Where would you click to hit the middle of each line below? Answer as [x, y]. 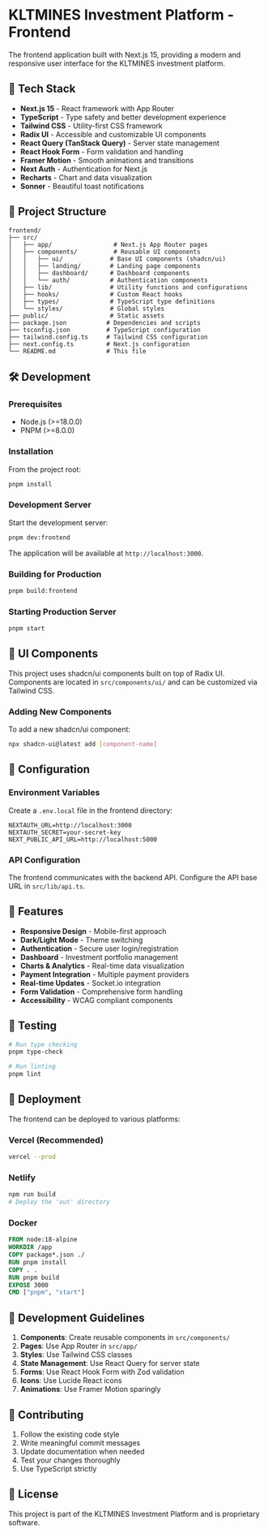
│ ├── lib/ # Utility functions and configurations [128, 287]
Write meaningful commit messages [80, 1442]
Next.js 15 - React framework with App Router [97, 108]
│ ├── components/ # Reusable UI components [104, 252]
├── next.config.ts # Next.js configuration [99, 344]
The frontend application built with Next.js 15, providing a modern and [125, 54]
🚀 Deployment [45, 1099]
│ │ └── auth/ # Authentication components [108, 280]
